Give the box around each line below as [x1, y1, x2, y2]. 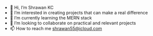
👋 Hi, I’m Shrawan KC [9, 5, 54, 10]
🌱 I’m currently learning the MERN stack [9, 15, 92, 20]
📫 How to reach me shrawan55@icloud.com [9, 26, 102, 31]
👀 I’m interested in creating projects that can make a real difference [9, 10, 148, 16]
